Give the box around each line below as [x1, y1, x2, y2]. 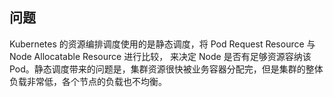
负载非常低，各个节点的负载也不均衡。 [9, 75, 167, 87]
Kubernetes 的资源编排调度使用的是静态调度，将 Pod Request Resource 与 [9, 38, 316, 50]
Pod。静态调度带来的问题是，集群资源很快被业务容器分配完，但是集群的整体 [9, 63, 324, 75]
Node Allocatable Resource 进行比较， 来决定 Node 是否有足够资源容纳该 [9, 50, 312, 62]
